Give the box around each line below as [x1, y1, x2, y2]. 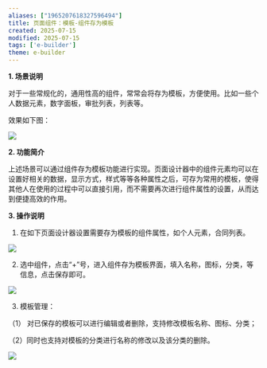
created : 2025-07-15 [8, 26, 77, 34]
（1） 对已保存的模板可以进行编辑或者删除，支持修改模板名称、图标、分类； [8, 319, 257, 327]
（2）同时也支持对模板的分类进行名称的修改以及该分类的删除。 [8, 335, 215, 345]
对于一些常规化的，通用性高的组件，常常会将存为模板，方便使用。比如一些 [8, 88, 252, 98]
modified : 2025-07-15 [8, 33, 80, 42]
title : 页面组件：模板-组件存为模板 [8, 19, 114, 27]
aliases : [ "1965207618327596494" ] [8, 11, 123, 20]
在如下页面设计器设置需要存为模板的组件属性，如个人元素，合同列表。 [19, 228, 250, 237]
